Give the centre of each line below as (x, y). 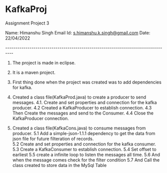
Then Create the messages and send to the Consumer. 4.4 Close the (83, 113)
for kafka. (22, 87)
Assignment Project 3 (27, 23)
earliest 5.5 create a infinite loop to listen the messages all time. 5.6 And (86, 154)
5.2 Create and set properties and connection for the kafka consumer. (84, 144)
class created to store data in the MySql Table (60, 165)
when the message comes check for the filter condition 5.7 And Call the (86, 160)
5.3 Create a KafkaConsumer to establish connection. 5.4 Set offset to (84, 149)
